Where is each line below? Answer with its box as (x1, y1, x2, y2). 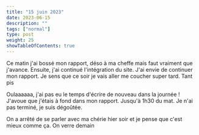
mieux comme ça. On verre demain (6, 122, 95, 129)
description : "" (6, 20, 48, 26)
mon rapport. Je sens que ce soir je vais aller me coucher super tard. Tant (6, 72, 193, 80)
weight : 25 (6, 37, 34, 43)
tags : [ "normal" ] (6, 26, 51, 32)
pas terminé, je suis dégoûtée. (6, 103, 82, 111)
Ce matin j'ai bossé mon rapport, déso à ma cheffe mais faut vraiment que (6, 59, 194, 67)
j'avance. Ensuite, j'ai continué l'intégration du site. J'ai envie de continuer (6, 66, 194, 73)
